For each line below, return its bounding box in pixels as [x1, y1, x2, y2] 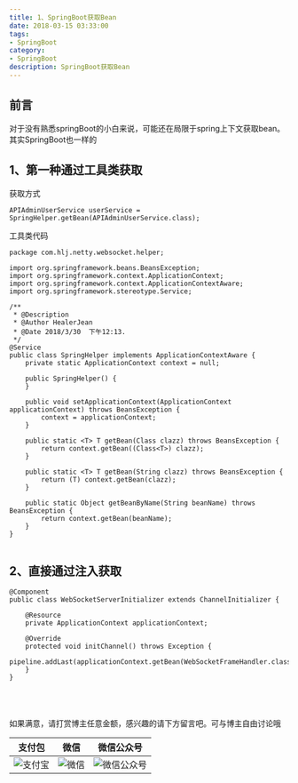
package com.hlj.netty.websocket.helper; [9, 248, 165, 257]
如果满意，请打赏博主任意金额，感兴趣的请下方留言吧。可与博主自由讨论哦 [9, 718, 281, 729]
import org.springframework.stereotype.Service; [9, 286, 192, 296]
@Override [25, 635, 62, 643]
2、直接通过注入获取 [9, 563, 122, 579]
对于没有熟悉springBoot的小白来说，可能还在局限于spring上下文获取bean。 [9, 123, 286, 133]
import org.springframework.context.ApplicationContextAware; [9, 279, 244, 288]
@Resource [25, 611, 62, 620]
